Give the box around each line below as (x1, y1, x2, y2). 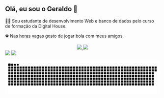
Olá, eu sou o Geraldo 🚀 (5, 5, 78, 13)
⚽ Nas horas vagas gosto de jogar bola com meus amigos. (5, 33, 124, 39)
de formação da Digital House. (5, 23, 67, 29)
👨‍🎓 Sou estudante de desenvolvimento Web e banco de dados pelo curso (5, 18, 154, 24)
